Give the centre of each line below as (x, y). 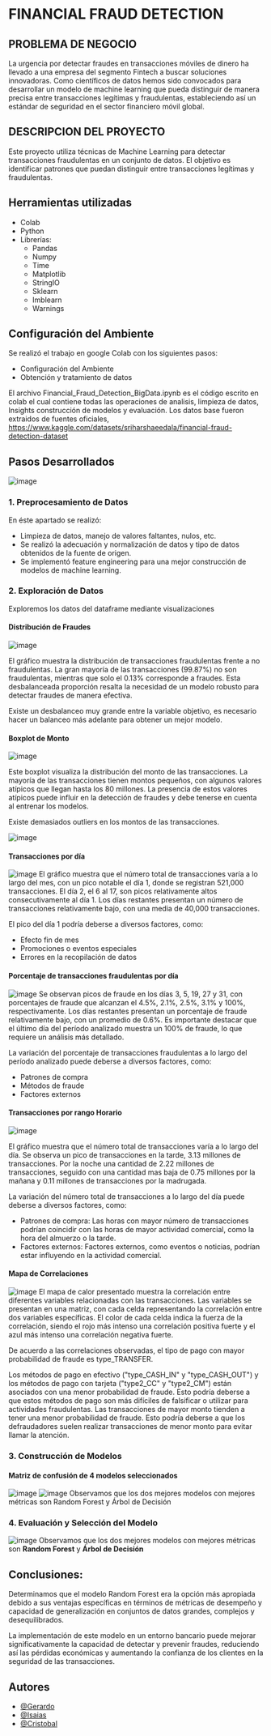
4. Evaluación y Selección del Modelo (83, 1523)
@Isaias (33, 1715)
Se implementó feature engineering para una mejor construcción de (133, 561)
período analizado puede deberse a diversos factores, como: (110, 1061)
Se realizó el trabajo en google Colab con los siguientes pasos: (113, 353)
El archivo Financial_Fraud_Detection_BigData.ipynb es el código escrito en (133, 393)
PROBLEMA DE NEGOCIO (73, 44)
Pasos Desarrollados (61, 461)
